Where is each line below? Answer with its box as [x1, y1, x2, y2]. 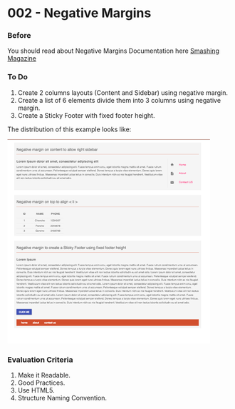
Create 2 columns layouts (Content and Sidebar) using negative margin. [17, 88, 229, 97]
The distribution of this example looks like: [7, 125, 132, 133]
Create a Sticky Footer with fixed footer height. [17, 111, 155, 119]
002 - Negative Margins [7, 5, 152, 21]
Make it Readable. [17, 371, 71, 380]
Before [7, 31, 31, 41]
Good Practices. [17, 378, 66, 387]
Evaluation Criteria [7, 355, 73, 365]
